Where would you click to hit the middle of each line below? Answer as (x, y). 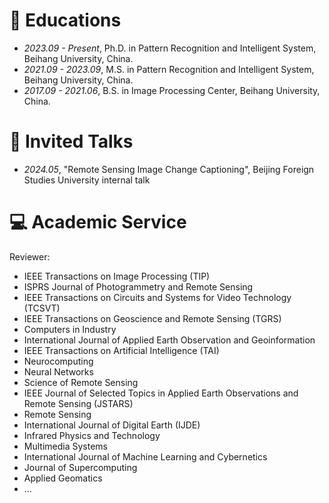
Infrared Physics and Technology (92, 435)
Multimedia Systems (65, 446)
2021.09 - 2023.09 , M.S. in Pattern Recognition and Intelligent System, (169, 69)
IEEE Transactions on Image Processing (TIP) (117, 276)
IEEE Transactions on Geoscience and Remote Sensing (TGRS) (152, 318)
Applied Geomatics (63, 478)
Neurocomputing (58, 361)
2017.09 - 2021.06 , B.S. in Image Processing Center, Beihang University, (172, 90)
